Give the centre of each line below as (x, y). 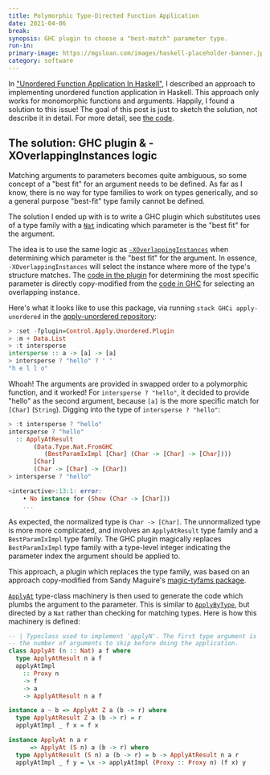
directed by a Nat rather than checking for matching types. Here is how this (133, 612)
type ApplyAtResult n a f (59, 659)
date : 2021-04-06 (37, 23)
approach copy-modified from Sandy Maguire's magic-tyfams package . (127, 580)
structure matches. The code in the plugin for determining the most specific (134, 275)
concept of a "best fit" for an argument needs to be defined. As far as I (125, 184)
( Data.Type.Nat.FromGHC (73, 447)
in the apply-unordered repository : (100, 316)
